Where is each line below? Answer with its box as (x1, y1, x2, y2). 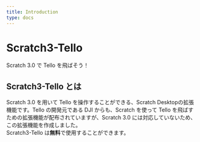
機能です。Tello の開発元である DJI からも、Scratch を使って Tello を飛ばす (6, 106, 194, 113)
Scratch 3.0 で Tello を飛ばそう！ (6, 62, 89, 69)
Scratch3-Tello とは (6, 81, 82, 91)
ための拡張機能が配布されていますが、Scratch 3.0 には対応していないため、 (6, 114, 196, 121)
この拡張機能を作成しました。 (6, 121, 81, 129)
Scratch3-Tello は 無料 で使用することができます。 (6, 129, 129, 137)
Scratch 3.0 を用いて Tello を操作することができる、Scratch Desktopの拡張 (6, 99, 195, 106)
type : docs (6, 15, 34, 21)
